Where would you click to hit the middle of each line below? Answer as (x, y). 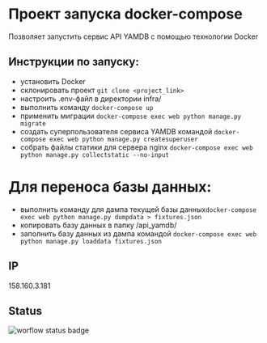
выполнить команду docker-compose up (87, 107)
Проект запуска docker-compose (125, 14)
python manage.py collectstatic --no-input (95, 155)
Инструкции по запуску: (74, 62)
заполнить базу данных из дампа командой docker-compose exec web (138, 233)
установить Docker (53, 81)
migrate (33, 123)
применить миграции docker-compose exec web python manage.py (130, 116)
